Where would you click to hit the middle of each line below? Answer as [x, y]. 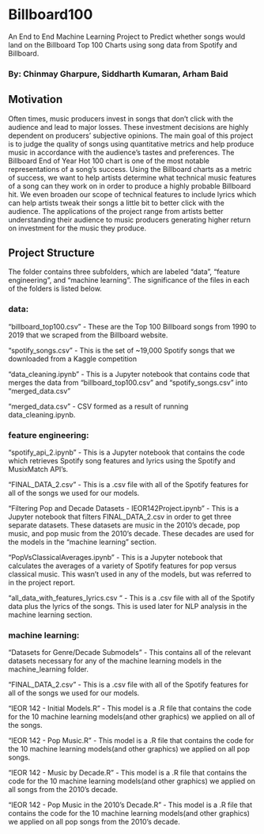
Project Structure [51, 253]
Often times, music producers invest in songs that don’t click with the [121, 118]
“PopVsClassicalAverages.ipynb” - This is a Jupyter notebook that [115, 558]
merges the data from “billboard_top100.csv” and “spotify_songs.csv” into [128, 383]
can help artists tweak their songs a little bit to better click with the [117, 203]
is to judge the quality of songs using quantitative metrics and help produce [131, 143]
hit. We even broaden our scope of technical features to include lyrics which [132, 194]
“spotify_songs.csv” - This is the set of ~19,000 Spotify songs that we [122, 350]
